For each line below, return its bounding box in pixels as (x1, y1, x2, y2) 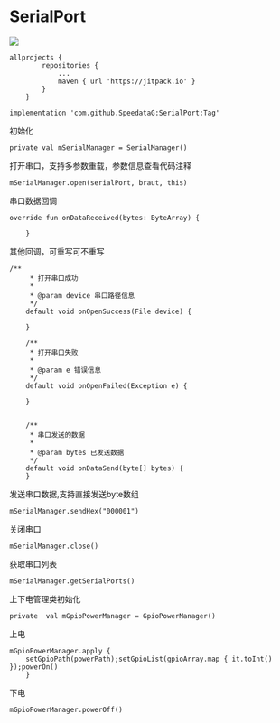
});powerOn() (9, 662, 59, 672)
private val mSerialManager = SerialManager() (9, 143, 188, 153)
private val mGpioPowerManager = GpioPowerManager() (9, 611, 217, 620)
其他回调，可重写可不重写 (9, 246, 105, 256)
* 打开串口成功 (29, 273, 79, 283)
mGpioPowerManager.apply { (9, 646, 111, 655)
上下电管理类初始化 (9, 593, 81, 604)
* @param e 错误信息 (29, 366, 102, 375)
